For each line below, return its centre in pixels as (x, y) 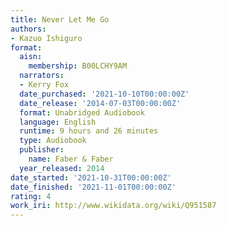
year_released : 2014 (62, 168)
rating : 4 (31, 196)
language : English (58, 122)
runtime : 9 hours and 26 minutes (89, 131)
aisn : (31, 57)
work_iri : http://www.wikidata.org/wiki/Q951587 (113, 206)
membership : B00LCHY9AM (78, 66)
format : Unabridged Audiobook (82, 112)
